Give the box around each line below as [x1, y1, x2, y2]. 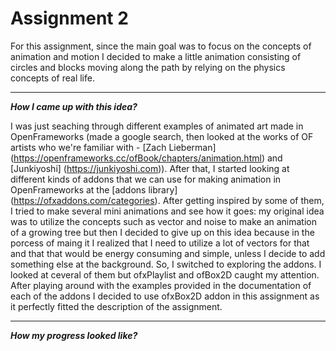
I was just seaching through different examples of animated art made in [10, 120, 304, 132]
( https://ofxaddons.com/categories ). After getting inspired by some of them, [10, 194, 325, 206]
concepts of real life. [10, 72, 95, 84]
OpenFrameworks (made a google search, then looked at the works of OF [10, 130, 314, 142]
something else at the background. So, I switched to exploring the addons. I [10, 258, 322, 270]
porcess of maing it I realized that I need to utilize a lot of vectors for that [10, 237, 310, 249]
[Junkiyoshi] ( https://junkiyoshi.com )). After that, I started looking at [10, 162, 290, 174]
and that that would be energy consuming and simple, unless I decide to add [10, 247, 326, 259]
